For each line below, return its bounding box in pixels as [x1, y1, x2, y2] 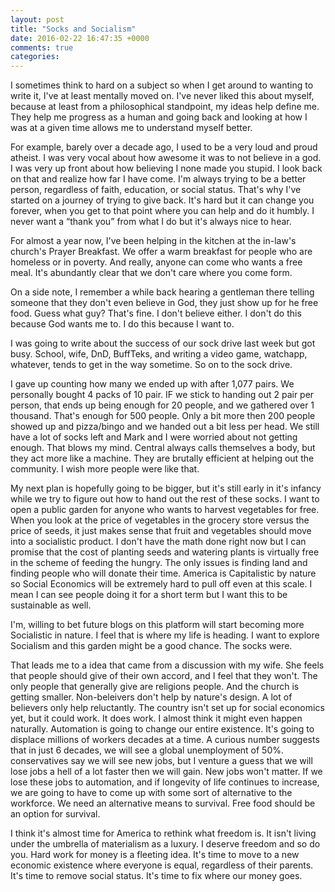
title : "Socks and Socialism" [10, 24, 137, 34]
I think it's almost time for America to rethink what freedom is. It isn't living [10, 827, 317, 840]
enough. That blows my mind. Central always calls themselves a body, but [10, 442, 316, 454]
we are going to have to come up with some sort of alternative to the [10, 787, 293, 799]
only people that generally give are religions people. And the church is [10, 681, 300, 693]
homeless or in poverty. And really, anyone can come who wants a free [10, 256, 303, 268]
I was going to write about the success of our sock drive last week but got [10, 337, 316, 350]
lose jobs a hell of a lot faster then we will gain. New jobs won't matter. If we [10, 766, 323, 778]
